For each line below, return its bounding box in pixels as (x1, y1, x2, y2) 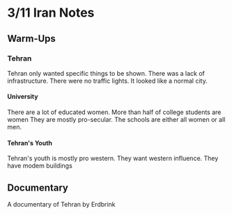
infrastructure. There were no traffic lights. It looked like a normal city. (7, 77, 208, 85)
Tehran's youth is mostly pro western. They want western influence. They (7, 154, 219, 163)
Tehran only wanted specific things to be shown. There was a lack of (7, 69, 206, 77)
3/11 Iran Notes (7, 5, 95, 21)
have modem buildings (7, 161, 73, 170)
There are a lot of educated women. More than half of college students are (7, 108, 222, 116)
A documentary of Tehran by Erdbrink (7, 200, 116, 209)
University (7, 93, 38, 101)
